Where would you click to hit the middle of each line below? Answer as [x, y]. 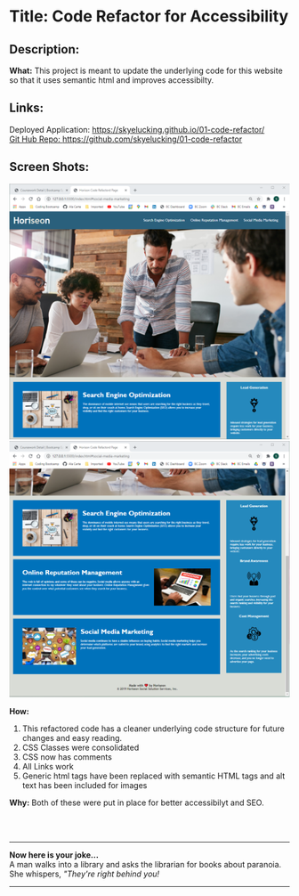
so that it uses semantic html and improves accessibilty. [112, 80]
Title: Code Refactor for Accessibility [149, 16]
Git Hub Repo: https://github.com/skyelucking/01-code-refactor [126, 139]
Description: [44, 49]
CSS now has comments [67, 757]
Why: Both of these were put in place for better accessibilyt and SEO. [137, 802]
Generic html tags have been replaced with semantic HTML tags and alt [154, 776]
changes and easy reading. [72, 738]
